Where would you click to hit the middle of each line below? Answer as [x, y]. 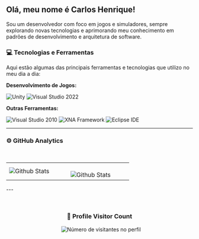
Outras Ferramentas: [32, 109]
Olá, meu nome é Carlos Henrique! [71, 10]
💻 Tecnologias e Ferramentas [50, 52]
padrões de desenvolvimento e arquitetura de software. [74, 36]
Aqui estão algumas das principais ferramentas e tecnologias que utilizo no [98, 68]
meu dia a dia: [23, 74]
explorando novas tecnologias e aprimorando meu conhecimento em [90, 30]
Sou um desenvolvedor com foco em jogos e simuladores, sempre [87, 24]
